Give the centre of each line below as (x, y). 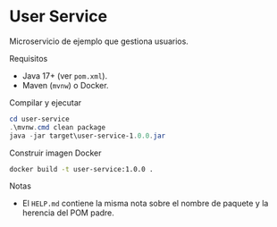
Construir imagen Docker (55, 153)
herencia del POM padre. (68, 213)
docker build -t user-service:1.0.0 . (81, 169)
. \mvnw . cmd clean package (57, 127)
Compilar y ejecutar (46, 102)
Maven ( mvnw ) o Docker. (65, 85)
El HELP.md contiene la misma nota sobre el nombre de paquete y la (145, 204)
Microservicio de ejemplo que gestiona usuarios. (99, 41)
